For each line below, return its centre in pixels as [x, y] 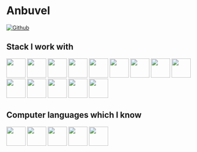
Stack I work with [40, 47]
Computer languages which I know [74, 115]
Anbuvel [28, 11]
